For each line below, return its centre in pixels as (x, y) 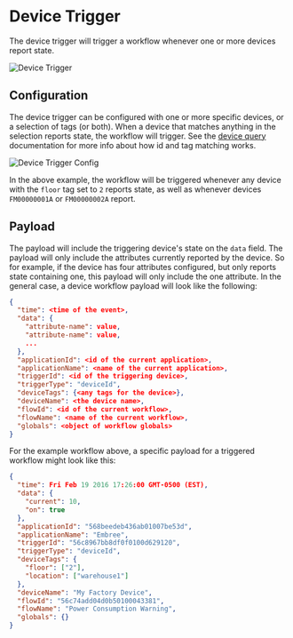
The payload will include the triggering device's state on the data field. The (146, 248)
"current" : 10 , (53, 502)
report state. (32, 50)
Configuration (49, 96)
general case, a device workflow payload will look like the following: (133, 285)
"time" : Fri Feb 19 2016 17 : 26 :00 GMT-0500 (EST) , (113, 485)
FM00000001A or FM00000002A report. (72, 198)
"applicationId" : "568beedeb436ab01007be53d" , (105, 526)
